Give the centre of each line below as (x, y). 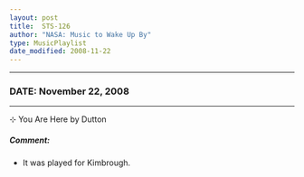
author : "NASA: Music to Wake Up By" (81, 34)
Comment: (30, 140)
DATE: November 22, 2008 (69, 91)
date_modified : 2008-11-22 (60, 51)
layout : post (34, 18)
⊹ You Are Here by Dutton (58, 119)
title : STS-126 (40, 26)
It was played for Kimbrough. (76, 163)
